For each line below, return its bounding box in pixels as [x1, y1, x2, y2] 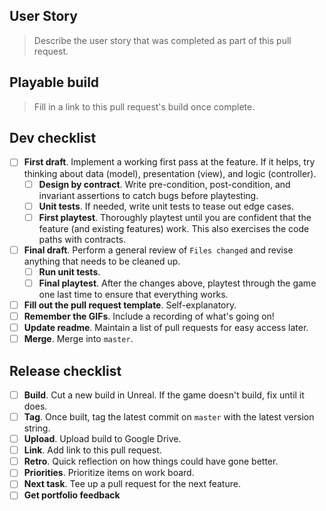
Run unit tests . [38, 265, 101, 278]
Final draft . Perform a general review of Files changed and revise [23, 244, 294, 256]
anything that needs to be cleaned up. [23, 255, 181, 267]
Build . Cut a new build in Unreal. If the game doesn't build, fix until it [23, 389, 305, 401]
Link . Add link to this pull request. [23, 444, 162, 456]
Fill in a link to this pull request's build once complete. [33, 100, 256, 113]
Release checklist [9, 362, 122, 379]
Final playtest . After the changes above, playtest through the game [38, 277, 317, 289]
